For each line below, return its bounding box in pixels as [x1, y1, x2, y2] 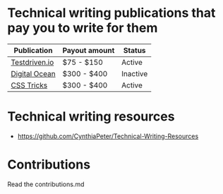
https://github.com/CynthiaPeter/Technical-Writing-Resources [17, 132, 199, 140]
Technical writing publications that [7, 5, 216, 21]
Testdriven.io [11, 57, 54, 67]
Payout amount [62, 45, 115, 55]
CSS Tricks [11, 80, 48, 90]
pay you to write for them [7, 20, 158, 36]
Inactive [121, 68, 148, 78]
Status [123, 45, 146, 55]
